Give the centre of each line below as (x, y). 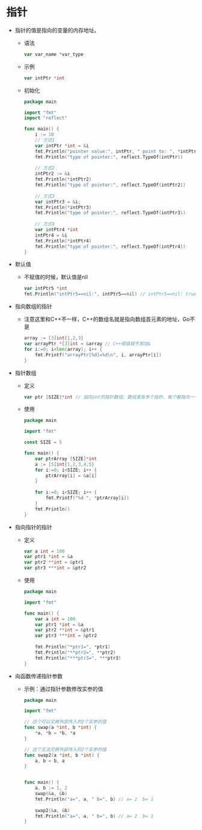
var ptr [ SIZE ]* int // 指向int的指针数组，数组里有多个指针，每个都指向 (107, 397)
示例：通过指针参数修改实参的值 (63, 689)
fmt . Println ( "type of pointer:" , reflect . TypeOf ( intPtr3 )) (111, 213)
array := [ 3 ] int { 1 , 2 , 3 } (54, 338)
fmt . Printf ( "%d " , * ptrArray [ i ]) (87, 498)
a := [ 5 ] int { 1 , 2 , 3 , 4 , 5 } (65, 464)
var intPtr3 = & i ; (58, 202)
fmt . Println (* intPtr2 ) (63, 179)
